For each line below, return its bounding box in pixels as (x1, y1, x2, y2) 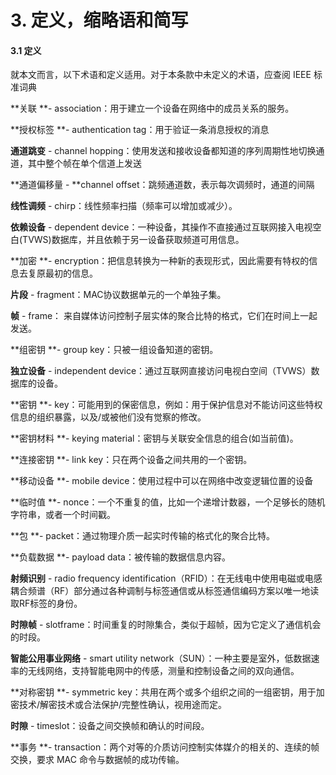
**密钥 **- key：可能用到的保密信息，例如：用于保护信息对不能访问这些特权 (10, 399, 323, 411)
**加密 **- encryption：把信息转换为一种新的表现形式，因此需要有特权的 (10, 255, 310, 267)
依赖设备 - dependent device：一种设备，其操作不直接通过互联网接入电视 (10, 221, 313, 233)
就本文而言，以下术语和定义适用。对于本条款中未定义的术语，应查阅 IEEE (10, 69, 312, 81)
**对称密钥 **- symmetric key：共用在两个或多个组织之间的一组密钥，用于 (10, 686, 317, 698)
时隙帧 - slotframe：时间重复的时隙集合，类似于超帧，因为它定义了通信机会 (10, 619, 322, 631)
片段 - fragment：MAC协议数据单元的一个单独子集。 (10, 289, 227, 301)
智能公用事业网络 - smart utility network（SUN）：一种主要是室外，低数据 (10, 652, 312, 665)
